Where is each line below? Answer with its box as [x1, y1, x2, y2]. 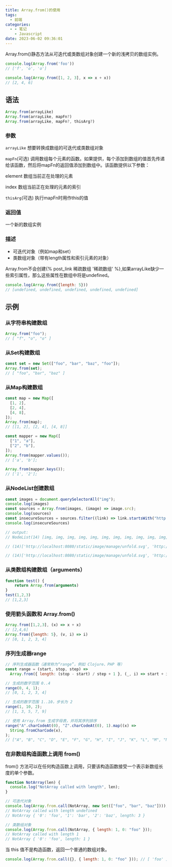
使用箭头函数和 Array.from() [5, 610, 75, 617]
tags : [5, 12, 17, 17]
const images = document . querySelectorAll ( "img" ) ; [5, 497, 116, 502]
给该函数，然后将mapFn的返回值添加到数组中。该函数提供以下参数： [5, 162, 150, 168]
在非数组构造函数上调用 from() [5, 750, 80, 758]
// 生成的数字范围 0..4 [5, 681, 51, 686]
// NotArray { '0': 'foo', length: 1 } [5, 837, 91, 842]
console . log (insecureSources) [5, 520, 70, 525]
